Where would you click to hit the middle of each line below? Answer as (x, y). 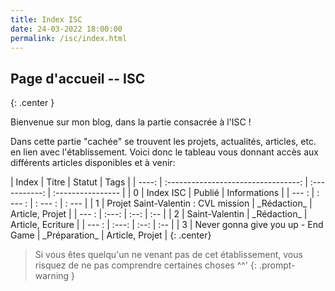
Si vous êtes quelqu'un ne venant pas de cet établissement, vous (168, 255)
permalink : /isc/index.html (69, 38)
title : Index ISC (46, 19)
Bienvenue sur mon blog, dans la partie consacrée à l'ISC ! (131, 122)
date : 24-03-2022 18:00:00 (66, 29)
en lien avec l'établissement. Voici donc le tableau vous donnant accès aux (164, 152)
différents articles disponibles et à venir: (93, 163)
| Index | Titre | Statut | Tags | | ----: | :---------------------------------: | (159, 182)
